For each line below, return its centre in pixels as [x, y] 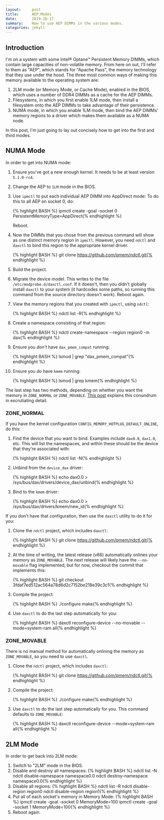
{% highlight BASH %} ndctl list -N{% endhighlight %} [67, 458]
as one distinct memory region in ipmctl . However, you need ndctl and [84, 240]
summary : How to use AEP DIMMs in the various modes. [65, 23]
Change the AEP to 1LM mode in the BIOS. [54, 187]
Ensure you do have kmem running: [47, 371]
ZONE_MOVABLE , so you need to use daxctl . [47, 657]
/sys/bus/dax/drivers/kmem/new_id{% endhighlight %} [68, 507]
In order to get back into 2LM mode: [42, 756]
